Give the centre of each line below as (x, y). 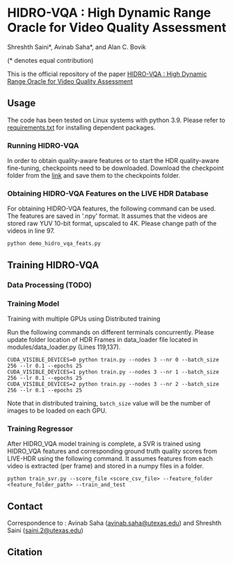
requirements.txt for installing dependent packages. (81, 128)
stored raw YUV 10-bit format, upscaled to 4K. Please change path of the (112, 224)
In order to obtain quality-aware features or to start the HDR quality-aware (113, 161)
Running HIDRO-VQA (43, 146)
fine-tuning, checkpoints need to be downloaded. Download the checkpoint (115, 168)
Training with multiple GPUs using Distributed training (84, 318)
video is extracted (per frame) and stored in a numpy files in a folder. (105, 466)
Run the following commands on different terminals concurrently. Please (111, 332)
